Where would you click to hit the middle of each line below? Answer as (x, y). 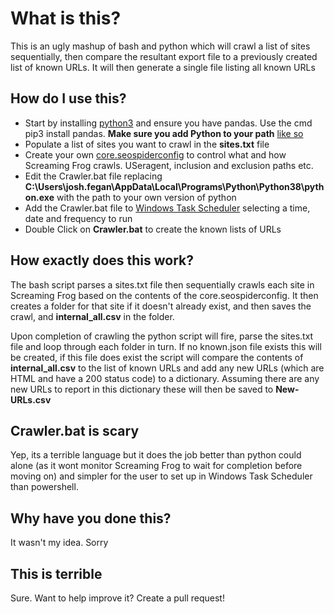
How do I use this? (68, 98)
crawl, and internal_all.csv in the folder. (92, 316)
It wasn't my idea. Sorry (59, 543)
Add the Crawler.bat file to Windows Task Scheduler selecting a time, (167, 208)
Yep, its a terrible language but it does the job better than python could (156, 455)
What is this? (66, 18)
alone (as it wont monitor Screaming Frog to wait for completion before (156, 466)
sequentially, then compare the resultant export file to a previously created (164, 56)
